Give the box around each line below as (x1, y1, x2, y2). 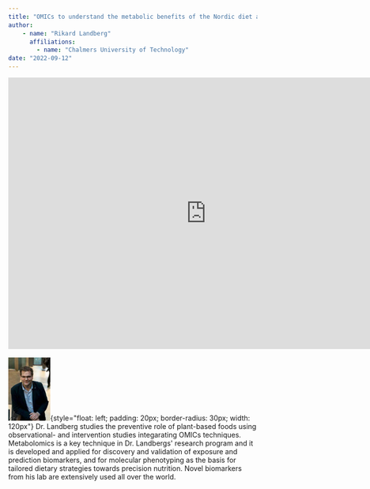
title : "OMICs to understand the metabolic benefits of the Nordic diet (8, 13, 253, 21)
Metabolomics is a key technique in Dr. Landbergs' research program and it (8, 438, 254, 448)
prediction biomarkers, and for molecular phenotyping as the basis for (8, 455, 236, 465)
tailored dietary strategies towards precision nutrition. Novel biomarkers (8, 464, 243, 473)
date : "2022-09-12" (8, 55, 73, 62)
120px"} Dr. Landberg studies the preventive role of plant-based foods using (8, 422, 257, 431)
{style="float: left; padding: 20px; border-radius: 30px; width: (50, 413, 251, 423)
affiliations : (28, 38, 77, 46)
